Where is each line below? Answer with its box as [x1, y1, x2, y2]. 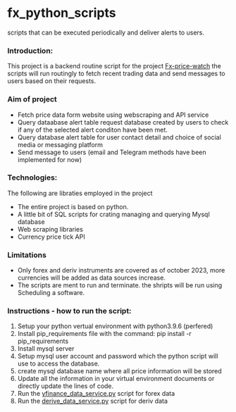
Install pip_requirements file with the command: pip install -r [17, 330, 192, 338]
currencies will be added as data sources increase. [17, 273, 166, 282]
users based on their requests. [7, 77, 97, 85]
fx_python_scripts [7, 5, 116, 21]
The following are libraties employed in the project [7, 189, 153, 197]
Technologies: [7, 173, 58, 182]
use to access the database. [17, 359, 100, 368]
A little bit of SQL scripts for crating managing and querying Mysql [17, 210, 210, 218]
